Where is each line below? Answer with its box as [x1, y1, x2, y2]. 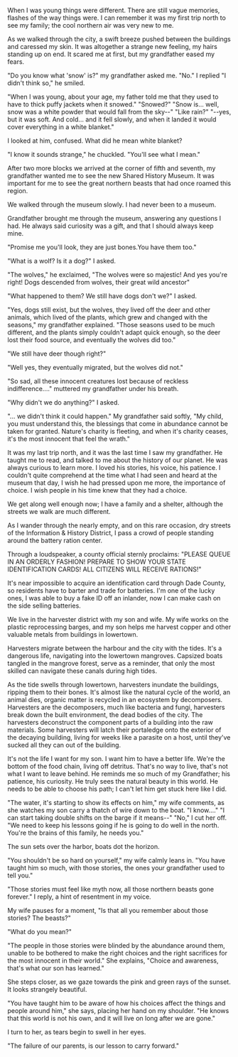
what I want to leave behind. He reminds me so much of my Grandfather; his [7, 770, 231, 778]
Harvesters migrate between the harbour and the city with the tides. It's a [7, 644, 222, 652]
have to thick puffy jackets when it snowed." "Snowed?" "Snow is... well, [7, 100, 220, 109]
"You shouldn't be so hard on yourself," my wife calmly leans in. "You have [7, 856, 226, 865]
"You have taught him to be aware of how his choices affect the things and [7, 999, 226, 1007]
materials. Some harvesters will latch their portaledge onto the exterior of [7, 725, 222, 734]
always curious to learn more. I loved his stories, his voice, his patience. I [7, 464, 221, 471]
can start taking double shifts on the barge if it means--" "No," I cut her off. [7, 814, 227, 822]
